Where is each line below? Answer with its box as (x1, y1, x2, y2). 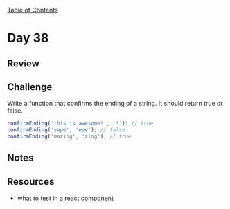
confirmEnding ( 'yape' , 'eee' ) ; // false (7, 127, 126, 134)
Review (7, 57, 40, 69)
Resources (7, 176, 55, 188)
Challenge (7, 81, 53, 93)
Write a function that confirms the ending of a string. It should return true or (7, 100, 223, 108)
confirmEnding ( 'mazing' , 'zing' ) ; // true (7, 133, 132, 140)
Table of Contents (7, 6, 59, 14)
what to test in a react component (17, 194, 114, 203)
